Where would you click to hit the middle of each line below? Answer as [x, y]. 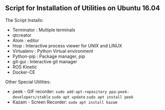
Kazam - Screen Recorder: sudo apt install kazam [65, 102]
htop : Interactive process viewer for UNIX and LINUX [67, 46]
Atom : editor [26, 40]
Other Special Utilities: [28, 82]
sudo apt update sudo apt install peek [92, 97]
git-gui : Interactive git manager [45, 61]
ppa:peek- [119, 92]
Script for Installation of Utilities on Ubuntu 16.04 [83, 8]
